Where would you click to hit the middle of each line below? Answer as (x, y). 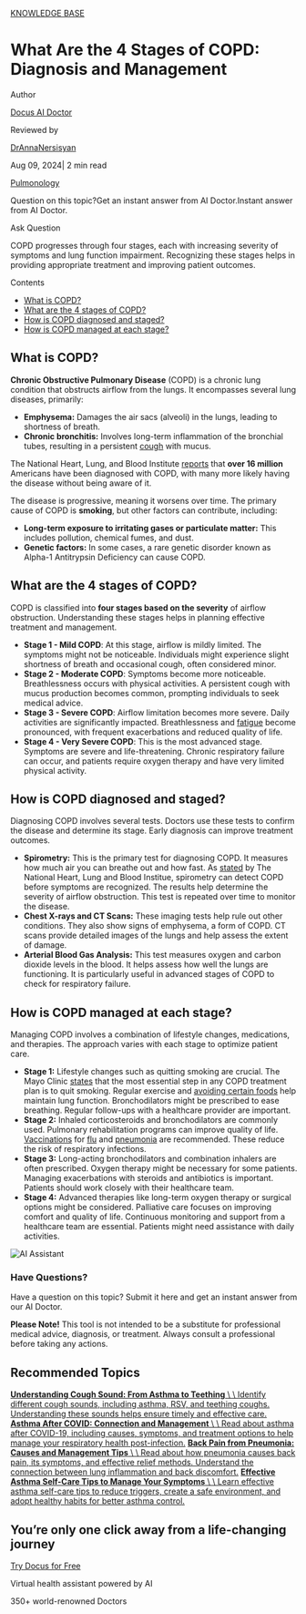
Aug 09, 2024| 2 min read (59, 165)
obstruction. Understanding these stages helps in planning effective (138, 617)
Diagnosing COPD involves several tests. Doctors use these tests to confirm (153, 821)
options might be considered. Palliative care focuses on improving (148, 1208)
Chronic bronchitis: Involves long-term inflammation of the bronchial (153, 436)
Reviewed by (34, 129)
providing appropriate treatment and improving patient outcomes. (133, 264)
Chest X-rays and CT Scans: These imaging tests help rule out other (153, 916)
